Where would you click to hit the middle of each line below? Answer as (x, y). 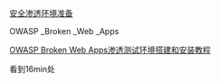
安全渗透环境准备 (41, 13)
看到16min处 (33, 69)
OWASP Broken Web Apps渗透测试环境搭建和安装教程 (110, 50)
